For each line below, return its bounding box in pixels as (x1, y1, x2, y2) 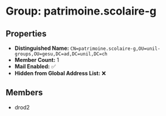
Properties (5, 29, 47, 39)
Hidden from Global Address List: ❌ (14, 70, 106, 77)
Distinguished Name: (14, 44, 69, 52)
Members (5, 87, 43, 98)
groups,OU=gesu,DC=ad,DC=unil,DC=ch (14, 51, 108, 57)
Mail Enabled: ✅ (14, 63, 56, 70)
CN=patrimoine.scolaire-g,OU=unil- (70, 46, 161, 52)
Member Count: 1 (14, 56, 59, 63)
